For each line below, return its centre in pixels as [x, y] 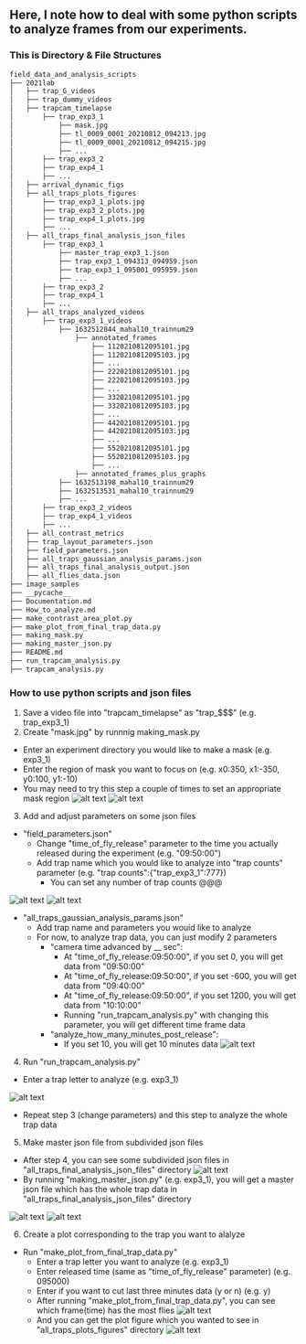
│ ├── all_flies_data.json [65, 576]
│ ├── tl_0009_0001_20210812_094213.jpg [108, 133]
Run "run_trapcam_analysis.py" [82, 1062]
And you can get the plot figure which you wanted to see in [148, 1320]
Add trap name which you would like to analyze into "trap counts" [159, 863]
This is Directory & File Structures [85, 56]
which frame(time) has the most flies [106, 1310]
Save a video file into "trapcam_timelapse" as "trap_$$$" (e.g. [139, 713]
